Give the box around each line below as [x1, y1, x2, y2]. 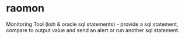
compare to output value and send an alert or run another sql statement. [6, 26, 180, 33]
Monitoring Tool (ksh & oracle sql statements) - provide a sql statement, [6, 21, 179, 28]
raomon [6, 2, 45, 15]
